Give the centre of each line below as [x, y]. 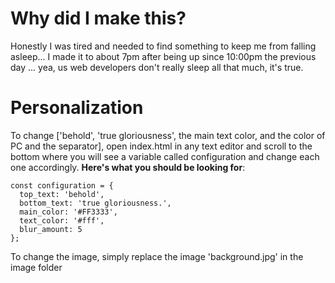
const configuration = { [62, 185]
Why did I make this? [98, 18]
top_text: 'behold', [62, 194]
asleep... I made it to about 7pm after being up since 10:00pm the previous [163, 56]
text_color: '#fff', [62, 220]
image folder [36, 267]
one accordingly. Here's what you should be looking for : [128, 167]
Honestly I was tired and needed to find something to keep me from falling [163, 46]
